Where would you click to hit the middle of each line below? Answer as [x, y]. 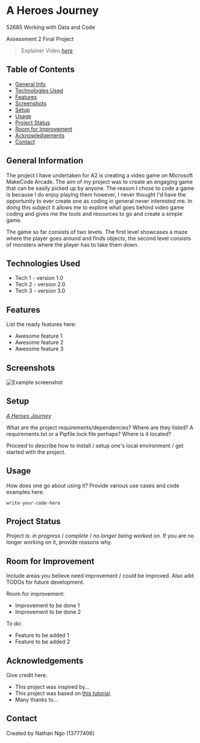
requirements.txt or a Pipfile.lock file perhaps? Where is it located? [89, 434]
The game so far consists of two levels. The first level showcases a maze [97, 232]
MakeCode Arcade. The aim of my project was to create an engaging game [99, 182]
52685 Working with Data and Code [51, 27]
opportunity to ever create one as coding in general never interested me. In [99, 201]
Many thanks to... [36, 700]
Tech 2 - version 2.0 [40, 285]
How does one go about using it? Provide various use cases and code [93, 485]
